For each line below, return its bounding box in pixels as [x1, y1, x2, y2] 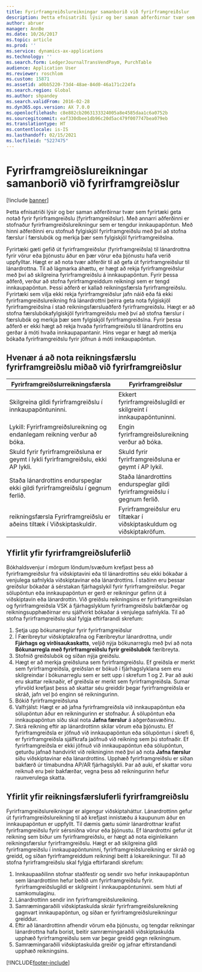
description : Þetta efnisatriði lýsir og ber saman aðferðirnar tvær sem [6, 14, 195, 21]
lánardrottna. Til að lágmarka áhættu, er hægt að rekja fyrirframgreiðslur [6, 265, 185, 272]
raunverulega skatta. [14, 774, 66, 781]
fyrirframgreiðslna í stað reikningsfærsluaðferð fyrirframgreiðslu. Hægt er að [6, 303, 195, 311]
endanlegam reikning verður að [9, 430, 97, 438]
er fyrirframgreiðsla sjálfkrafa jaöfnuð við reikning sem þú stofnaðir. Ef [14, 736, 189, 743]
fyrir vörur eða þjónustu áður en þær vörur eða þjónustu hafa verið [6, 251, 171, 259]
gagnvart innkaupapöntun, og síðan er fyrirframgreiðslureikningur [14, 909, 178, 917]
